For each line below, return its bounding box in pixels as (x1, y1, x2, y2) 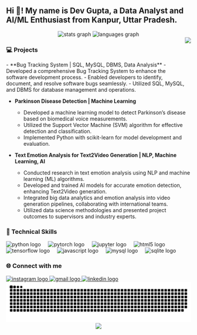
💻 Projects (6, 45, 38, 53)
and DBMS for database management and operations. (6, 86, 137, 93)
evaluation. (23, 140, 50, 148)
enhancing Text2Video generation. (23, 188, 107, 195)
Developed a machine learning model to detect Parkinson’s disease (23, 109, 186, 116)
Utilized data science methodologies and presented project (23, 207, 167, 214)
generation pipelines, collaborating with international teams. (23, 200, 168, 207)
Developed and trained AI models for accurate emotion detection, (23, 182, 182, 189)
